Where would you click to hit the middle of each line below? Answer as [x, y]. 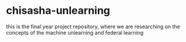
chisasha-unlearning [58, 11]
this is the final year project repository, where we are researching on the [93, 26]
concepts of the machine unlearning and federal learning [75, 32]
